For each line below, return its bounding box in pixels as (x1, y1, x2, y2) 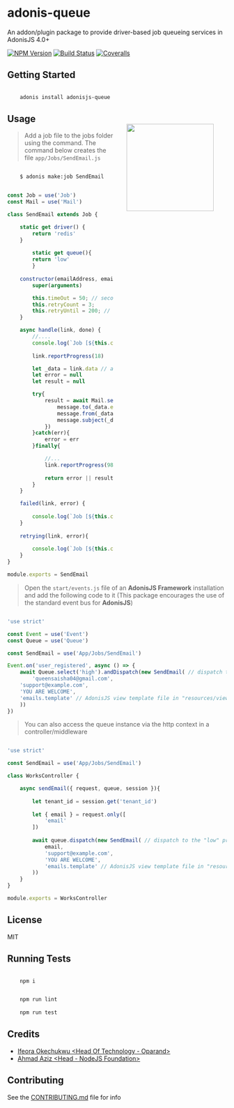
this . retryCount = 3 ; (32, 301, 95, 308)
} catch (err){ (32, 430, 70, 437)
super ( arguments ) (32, 282, 82, 289)
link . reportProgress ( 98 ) (44, 462, 117, 469)
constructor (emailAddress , (19, 275, 98, 282)
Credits (7, 1029, 40, 1040)
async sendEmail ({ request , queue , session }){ (19, 785, 160, 792)
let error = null (32, 372, 82, 379)
